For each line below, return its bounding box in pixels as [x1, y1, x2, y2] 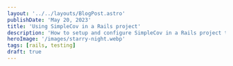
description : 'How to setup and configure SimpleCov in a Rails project [7, 29, 222, 36]
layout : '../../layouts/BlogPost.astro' [7, 10, 126, 17]
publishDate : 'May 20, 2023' [7, 16, 92, 23]
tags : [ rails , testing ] [7, 42, 76, 49]
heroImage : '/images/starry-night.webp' [7, 36, 126, 43]
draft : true [7, 49, 42, 56]
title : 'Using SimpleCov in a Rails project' [7, 23, 141, 30]
